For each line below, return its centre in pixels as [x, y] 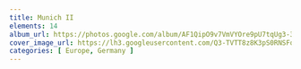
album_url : [30, 34]
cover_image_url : [42, 43]
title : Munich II [42, 17]
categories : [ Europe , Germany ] [72, 51]
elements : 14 [34, 26]
